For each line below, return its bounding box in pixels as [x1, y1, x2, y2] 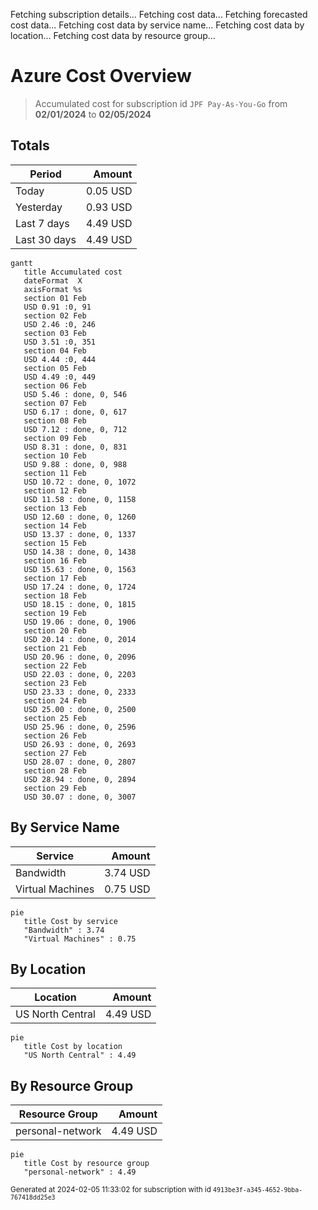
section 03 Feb [23, 328, 87, 338]
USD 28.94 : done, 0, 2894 [23, 774, 137, 784]
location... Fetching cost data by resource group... [10, 30, 216, 41]
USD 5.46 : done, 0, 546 [23, 389, 128, 399]
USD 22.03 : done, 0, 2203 [23, 669, 137, 679]
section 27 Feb [23, 748, 87, 758]
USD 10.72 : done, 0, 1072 [23, 477, 137, 487]
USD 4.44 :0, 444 [23, 354, 97, 364]
